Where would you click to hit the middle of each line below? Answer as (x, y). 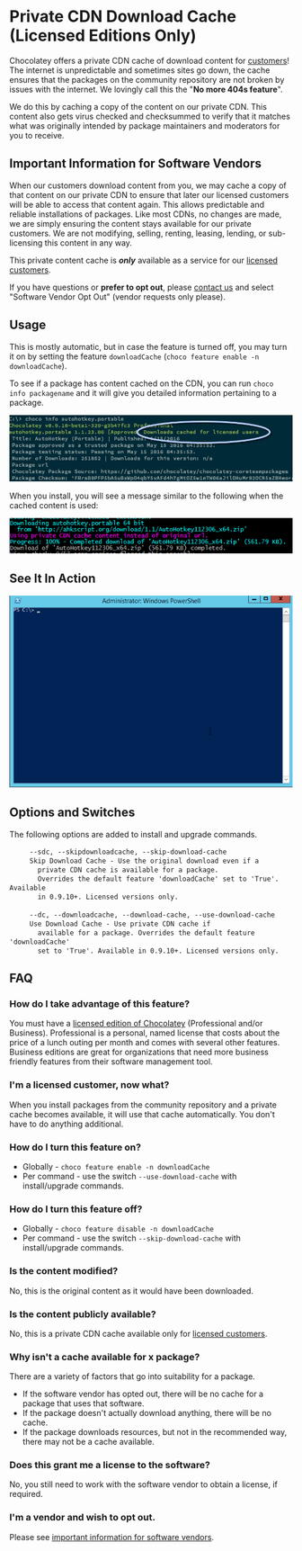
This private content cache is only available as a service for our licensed (144, 260)
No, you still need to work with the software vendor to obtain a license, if (144, 1484)
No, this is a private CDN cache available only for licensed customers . (138, 1333)
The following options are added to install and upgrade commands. (133, 834)
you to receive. (37, 135)
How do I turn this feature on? (75, 1147)
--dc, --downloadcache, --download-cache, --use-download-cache (152, 915)
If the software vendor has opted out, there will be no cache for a (142, 1394)
